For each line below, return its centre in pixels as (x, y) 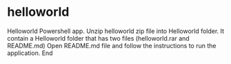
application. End (30, 53)
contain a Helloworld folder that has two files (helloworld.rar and (98, 38)
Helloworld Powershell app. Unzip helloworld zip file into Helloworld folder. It (116, 31)
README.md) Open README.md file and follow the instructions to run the (112, 45)
